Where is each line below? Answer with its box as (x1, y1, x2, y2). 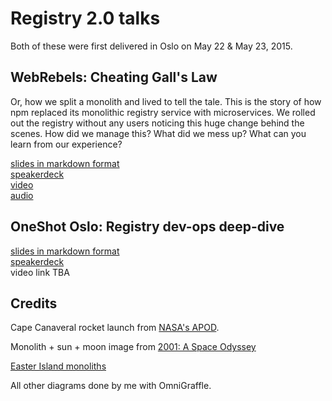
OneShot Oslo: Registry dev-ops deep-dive (10, 218, 285, 236)
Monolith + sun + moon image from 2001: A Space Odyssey (10, 341, 257, 353)
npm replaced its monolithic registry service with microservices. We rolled (10, 106, 316, 118)
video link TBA (10, 266, 70, 278)
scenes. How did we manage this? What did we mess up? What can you (10, 127, 307, 139)
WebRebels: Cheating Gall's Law (10, 69, 218, 86)
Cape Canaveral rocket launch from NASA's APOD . (10, 322, 220, 334)
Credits (10, 295, 58, 312)
